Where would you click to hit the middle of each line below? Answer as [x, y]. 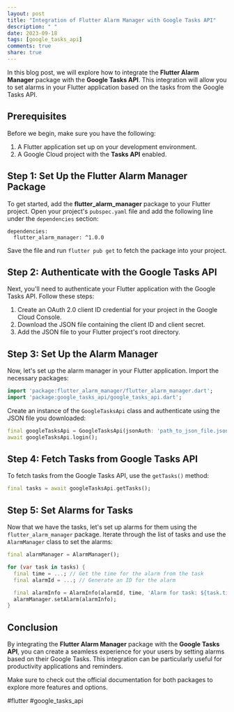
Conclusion [33, 627]
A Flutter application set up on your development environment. [107, 146]
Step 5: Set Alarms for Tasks [70, 510]
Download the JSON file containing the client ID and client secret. [111, 325]
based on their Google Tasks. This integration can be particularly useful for [115, 659]
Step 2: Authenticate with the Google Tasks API [112, 272]
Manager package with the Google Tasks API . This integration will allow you [117, 79]
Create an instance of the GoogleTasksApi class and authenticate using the [114, 410]
